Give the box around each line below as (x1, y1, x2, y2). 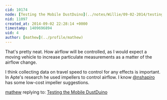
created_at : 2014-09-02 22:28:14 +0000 (5, 21, 88, 26)
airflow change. (5, 59, 37, 65)
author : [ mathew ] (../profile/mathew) (5, 35, 83, 40)
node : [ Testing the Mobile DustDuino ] (5, 12, 85, 17)
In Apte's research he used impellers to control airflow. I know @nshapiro (5, 74, 155, 80)
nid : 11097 (5, 16, 28, 21)
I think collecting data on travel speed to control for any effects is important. (5, 69, 161, 75)
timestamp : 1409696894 (5, 26, 52, 31)
